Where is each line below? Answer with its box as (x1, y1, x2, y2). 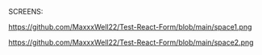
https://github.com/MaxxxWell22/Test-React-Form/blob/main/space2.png (8, 37, 254, 47)
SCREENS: (8, 7, 44, 16)
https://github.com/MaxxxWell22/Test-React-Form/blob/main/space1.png (8, 22, 252, 31)
